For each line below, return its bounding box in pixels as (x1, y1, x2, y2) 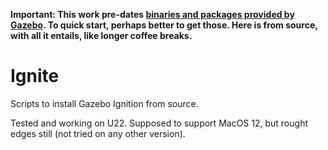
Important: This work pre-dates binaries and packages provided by (10, 9, 295, 20)
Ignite (10, 65, 60, 88)
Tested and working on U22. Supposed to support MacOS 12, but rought (10, 117, 308, 129)
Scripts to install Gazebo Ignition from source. (10, 97, 199, 109)
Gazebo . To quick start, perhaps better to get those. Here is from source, (10, 19, 318, 31)
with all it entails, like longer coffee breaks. (10, 30, 193, 41)
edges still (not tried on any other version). (10, 127, 186, 139)
